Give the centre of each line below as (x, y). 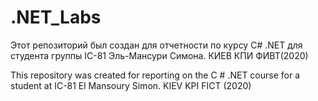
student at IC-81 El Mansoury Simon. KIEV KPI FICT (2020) (131, 85)
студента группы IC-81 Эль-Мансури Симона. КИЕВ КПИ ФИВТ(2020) (159, 55)
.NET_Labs (56, 17)
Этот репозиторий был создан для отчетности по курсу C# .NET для (156, 45)
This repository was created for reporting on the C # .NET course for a (155, 75)
